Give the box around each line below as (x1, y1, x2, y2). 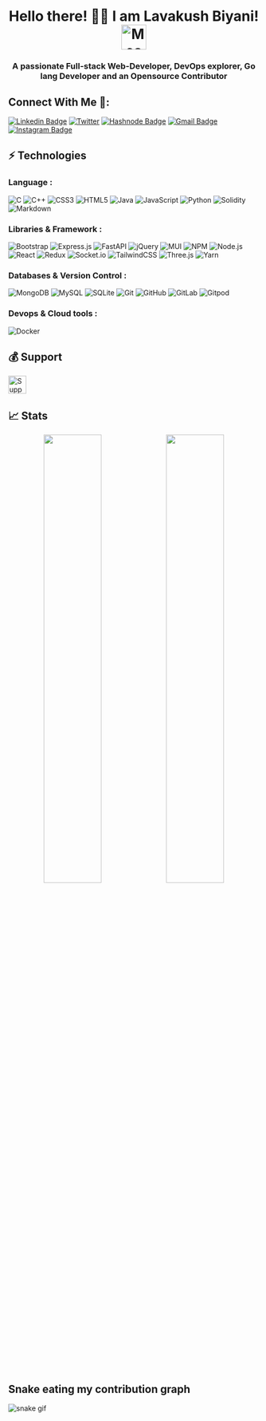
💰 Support (8, 350, 62, 364)
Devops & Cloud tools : (8, 308, 98, 319)
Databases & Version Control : (8, 270, 127, 281)
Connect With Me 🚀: (8, 95, 110, 109)
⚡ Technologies (8, 149, 87, 163)
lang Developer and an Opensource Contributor (40, 71, 228, 82)
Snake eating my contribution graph (8, 1382, 191, 1395)
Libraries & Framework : (8, 223, 102, 235)
